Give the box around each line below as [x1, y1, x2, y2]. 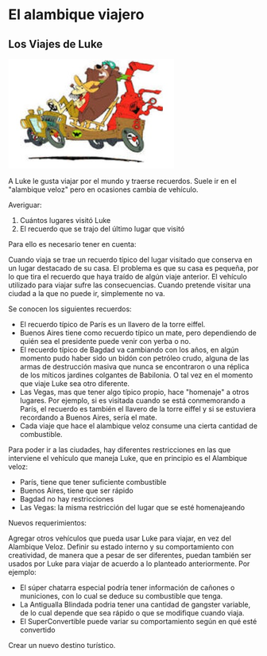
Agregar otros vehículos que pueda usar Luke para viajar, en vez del [8, 533, 232, 543]
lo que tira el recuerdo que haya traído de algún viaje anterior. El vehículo [8, 272, 248, 281]
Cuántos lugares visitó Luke [19, 216, 111, 225]
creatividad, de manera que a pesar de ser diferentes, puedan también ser [8, 551, 252, 560]
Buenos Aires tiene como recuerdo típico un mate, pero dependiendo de [19, 328, 257, 338]
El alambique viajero [8, 6, 145, 24]
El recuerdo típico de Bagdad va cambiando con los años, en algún [19, 345, 239, 354]
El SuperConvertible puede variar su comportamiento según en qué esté [19, 617, 257, 626]
